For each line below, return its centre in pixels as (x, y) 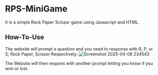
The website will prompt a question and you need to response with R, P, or (79, 49)
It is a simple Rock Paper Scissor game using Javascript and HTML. (72, 22)
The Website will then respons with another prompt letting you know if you (79, 63)
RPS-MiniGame (36, 9)
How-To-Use (25, 37)
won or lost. (17, 68)
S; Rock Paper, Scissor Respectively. (42, 54)
